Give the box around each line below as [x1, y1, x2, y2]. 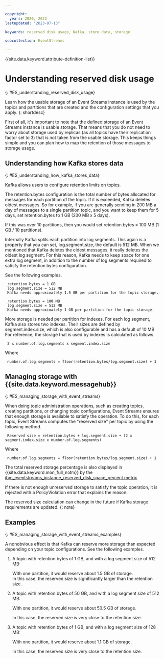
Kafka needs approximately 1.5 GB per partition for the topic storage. [7, 290, 159, 295]
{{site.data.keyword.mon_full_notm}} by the [5, 469, 93, 475]
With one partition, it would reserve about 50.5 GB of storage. [12, 605, 137, 611]
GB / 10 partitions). [5, 227, 43, 233]
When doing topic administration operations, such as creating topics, [5, 403, 144, 409]
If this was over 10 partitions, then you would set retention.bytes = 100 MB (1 [5, 221, 159, 227]
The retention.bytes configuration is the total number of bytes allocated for [5, 191, 156, 197]
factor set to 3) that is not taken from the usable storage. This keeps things [5, 135, 156, 140]
